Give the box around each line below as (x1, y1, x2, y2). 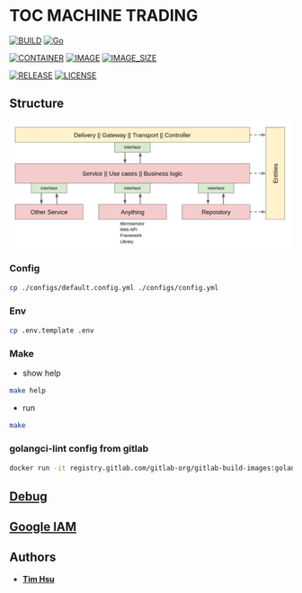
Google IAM (9, 518, 77, 535)
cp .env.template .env (9, 326, 94, 335)
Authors (9, 550, 57, 565)
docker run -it (9, 464, 67, 473)
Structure (9, 96, 65, 111)
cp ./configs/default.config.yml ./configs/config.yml (9, 283, 219, 292)
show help (22, 367, 61, 378)
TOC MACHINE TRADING (9, 5, 199, 26)
